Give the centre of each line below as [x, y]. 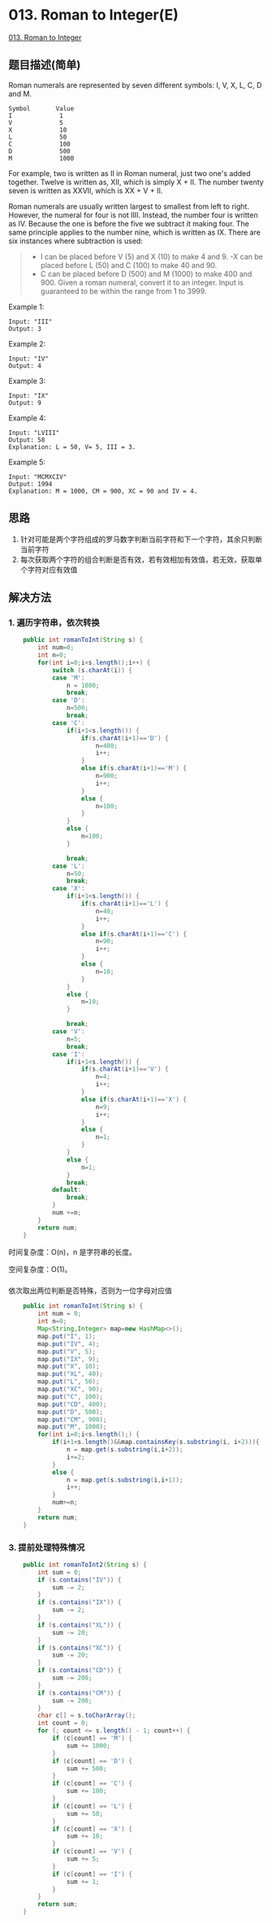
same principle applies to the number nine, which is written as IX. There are [135, 232]
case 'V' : [68, 1032]
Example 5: [27, 462]
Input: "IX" [28, 395]
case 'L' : [68, 866]
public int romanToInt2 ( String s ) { [85, 1564]
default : [67, 1190]
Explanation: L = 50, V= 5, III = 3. [72, 447]
